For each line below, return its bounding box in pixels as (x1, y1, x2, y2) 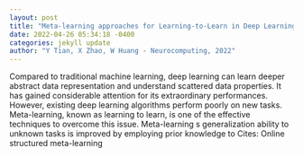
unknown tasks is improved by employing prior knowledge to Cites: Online (9, 128, 286, 139)
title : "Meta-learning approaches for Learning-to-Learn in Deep (9, 22, 260, 31)
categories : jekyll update (9, 38, 111, 48)
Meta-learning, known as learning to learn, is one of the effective (9, 109, 251, 120)
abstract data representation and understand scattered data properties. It (9, 81, 282, 92)
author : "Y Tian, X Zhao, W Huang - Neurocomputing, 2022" (9, 47, 236, 56)
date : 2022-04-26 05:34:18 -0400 (9, 30, 135, 39)
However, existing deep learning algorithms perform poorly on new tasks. (9, 100, 282, 110)
